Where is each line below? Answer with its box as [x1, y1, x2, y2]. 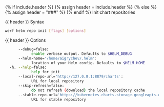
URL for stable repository [31, 97, 86, 102]
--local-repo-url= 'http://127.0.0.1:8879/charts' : [18, 74, 123, 79]
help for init [31, 70, 60, 75]
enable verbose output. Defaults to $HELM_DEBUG [31, 51, 132, 56]
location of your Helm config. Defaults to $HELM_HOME [31, 60, 145, 65]
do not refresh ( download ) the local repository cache [31, 88, 145, 93]
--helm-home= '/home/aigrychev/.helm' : [18, 56, 97, 61]
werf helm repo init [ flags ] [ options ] [5, 28, 86, 33]
